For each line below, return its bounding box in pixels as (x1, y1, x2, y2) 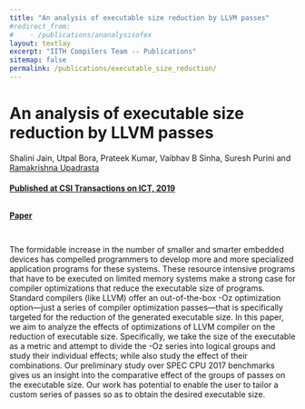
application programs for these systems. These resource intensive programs (9, 264, 296, 274)
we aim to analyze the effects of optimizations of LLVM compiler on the (9, 322, 276, 333)
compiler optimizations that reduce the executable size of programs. (9, 283, 265, 294)
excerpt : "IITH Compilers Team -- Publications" (9, 47, 197, 56)
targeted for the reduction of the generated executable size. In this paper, (9, 312, 284, 323)
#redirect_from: (9, 22, 71, 31)
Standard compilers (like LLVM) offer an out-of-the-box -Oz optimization (9, 293, 281, 304)
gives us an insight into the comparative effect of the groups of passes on (9, 370, 286, 381)
